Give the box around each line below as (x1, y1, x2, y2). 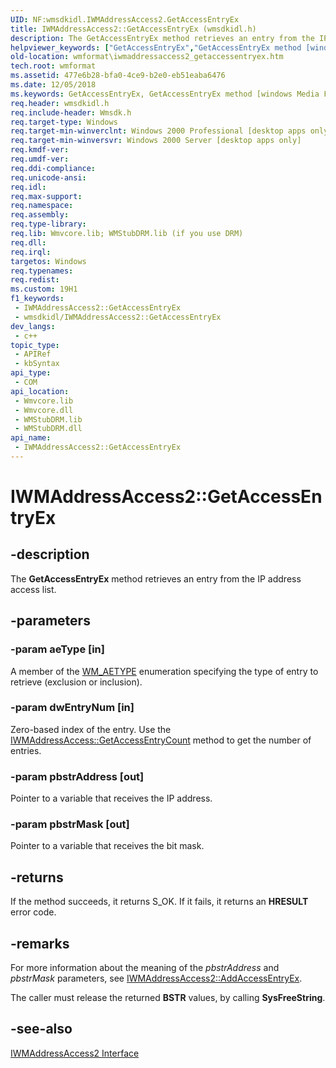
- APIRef (14, 349, 52, 360)
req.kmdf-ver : (10, 145, 70, 155)
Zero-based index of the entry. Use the (10, 723, 172, 735)
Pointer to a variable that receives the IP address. (10, 792, 213, 805)
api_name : (10, 433, 52, 443)
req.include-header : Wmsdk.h (10, 107, 132, 118)
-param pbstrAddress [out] (10, 769, 145, 783)
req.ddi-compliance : (10, 163, 97, 173)
